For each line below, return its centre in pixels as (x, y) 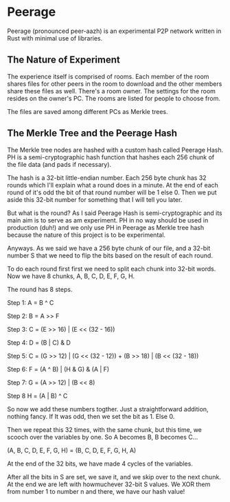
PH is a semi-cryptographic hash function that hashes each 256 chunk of (111, 157)
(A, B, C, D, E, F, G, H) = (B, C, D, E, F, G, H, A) (72, 450)
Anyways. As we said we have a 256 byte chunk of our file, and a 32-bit (109, 248)
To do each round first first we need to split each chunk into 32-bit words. (112, 269)
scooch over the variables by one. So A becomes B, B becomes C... (103, 437)
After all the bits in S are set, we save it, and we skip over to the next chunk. (114, 477)
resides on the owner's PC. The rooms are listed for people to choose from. (114, 98)
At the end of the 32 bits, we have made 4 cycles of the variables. (100, 464)
